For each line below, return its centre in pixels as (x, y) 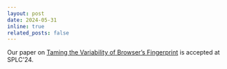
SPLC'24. (20, 60)
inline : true (26, 26)
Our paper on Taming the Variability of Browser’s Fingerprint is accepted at (113, 52)
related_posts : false (38, 33)
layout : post (26, 13)
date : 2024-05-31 (32, 20)
